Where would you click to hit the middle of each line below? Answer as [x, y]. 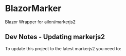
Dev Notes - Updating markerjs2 [55, 37]
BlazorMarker [33, 8]
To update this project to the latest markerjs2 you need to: [63, 48]
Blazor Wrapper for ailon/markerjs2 [40, 22]
